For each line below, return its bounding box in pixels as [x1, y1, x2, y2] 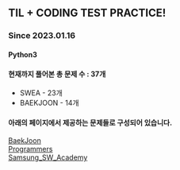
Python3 [8, 49, 37, 59]
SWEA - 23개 [19, 88, 63, 98]
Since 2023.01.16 [8, 30, 76, 41]
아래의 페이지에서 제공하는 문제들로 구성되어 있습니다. [8, 118, 173, 127]
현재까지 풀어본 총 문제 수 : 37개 [8, 69, 106, 79]
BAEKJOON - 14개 [19, 99, 79, 108]
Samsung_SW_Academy [8, 153, 88, 162]
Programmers [8, 145, 53, 154]
